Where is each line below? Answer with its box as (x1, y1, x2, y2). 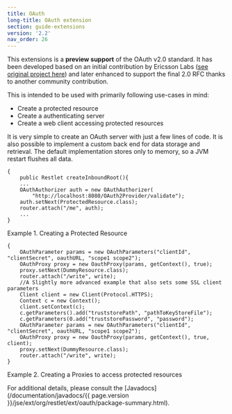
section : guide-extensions (7, 23, 85, 30)
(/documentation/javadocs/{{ (7, 391, 90, 400)
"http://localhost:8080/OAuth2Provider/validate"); (32, 193, 185, 200)
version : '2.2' (7, 29, 51, 37)
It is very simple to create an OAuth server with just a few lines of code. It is (7, 133, 224, 141)
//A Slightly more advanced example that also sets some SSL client (19, 279, 222, 286)
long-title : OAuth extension (7, 17, 92, 24)
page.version (91, 391, 130, 400)
